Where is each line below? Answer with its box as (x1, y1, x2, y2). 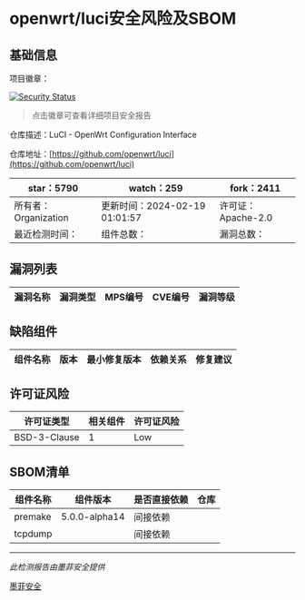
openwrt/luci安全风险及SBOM (9, 8, 237, 29)
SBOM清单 (9, 464, 70, 479)
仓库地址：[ (9, 149, 53, 159)
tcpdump (14, 527, 53, 540)
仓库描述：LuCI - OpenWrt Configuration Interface (9, 129, 197, 140)
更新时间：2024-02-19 (101, 200, 206, 211)
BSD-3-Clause (14, 431, 80, 444)
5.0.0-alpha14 (61, 510, 125, 523)
